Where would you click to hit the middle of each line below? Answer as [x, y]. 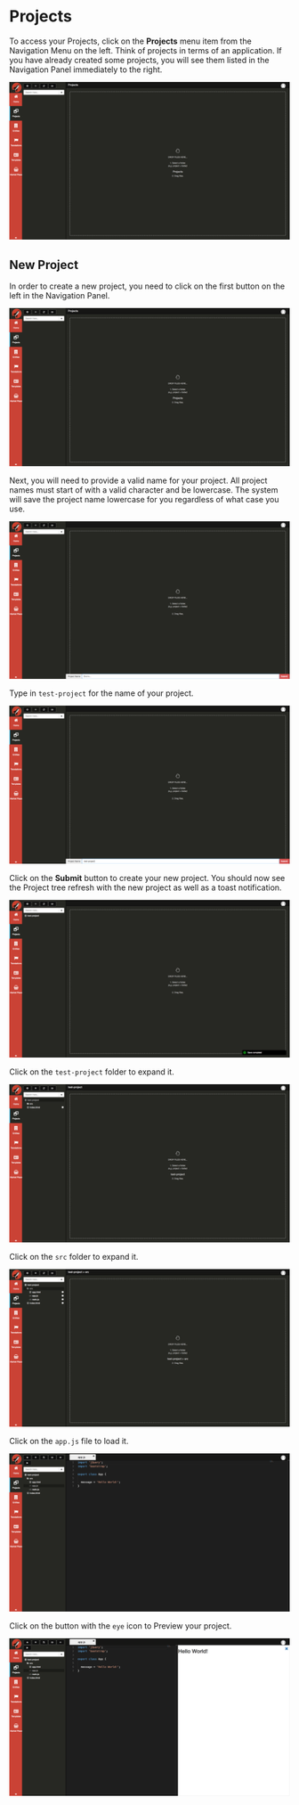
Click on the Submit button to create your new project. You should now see [147, 878]
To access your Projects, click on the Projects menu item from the [130, 41]
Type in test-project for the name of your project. [101, 693]
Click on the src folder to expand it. [74, 1256]
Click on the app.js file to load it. [69, 1442]
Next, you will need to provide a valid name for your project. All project [138, 480]
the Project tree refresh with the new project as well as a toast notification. [145, 887]
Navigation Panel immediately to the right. [86, 69]
